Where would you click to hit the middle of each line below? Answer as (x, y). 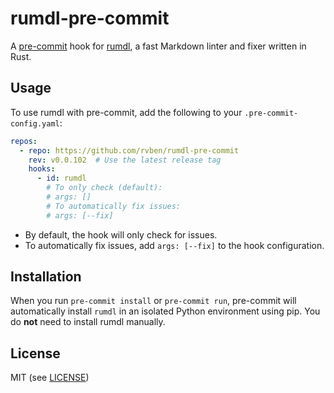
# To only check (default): (104, 188)
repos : (24, 141)
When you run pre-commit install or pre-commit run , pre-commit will (153, 301)
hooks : (42, 169)
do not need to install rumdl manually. (88, 322)
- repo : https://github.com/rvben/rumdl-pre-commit (129, 150)
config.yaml (35, 123)
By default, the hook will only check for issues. (121, 234)
